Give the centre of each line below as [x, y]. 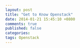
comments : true [21, 24]
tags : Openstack [22, 38]
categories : [18, 33]
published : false [23, 28]
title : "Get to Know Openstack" [39, 14]
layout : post [19, 10]
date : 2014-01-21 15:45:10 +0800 [40, 19]
